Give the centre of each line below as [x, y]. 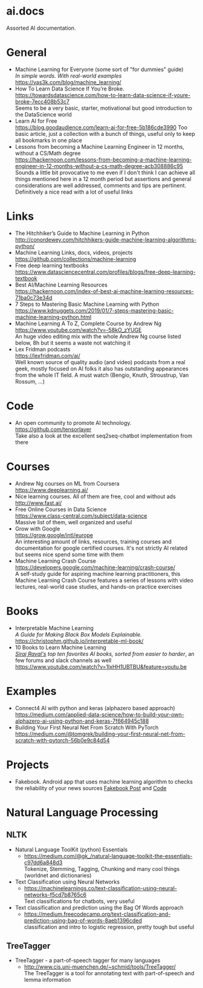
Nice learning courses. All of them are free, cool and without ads [95, 496]
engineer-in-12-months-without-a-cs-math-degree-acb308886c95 [99, 166]
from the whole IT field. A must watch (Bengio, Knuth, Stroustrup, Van [102, 375]
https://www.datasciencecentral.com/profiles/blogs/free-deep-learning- [105, 272]
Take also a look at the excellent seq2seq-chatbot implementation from [103, 436]
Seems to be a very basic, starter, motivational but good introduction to [103, 108]
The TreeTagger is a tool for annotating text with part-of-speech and [109, 973]
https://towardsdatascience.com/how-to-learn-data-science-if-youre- [103, 95]
